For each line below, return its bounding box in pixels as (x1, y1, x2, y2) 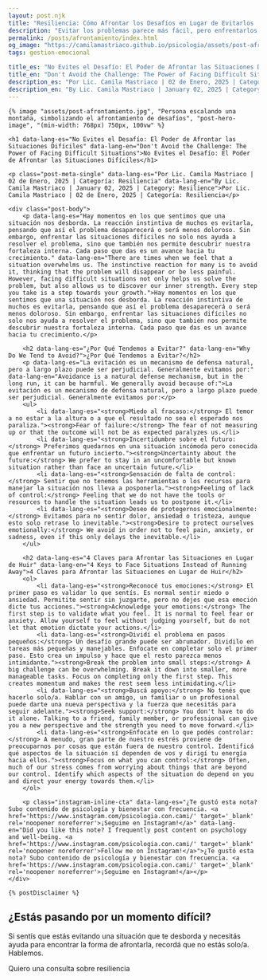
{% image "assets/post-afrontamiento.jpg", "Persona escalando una (8, 107, 237, 116)
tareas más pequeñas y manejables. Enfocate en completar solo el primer (8, 644, 258, 652)
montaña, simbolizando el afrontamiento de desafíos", (8, 114, 194, 122)
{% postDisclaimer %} (8, 888, 80, 897)
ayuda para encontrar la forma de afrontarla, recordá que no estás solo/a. (8, 940, 250, 950)
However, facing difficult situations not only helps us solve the (8, 274, 237, 283)
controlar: (218, 728, 254, 736)
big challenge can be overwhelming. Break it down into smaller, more (8, 665, 247, 674)
